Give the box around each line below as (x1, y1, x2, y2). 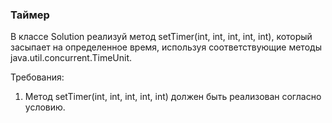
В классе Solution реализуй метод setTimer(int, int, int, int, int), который (10, 31, 313, 43)
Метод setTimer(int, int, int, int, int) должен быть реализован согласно (24, 91, 322, 103)
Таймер (10, 8, 50, 22)
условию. (24, 101, 66, 113)
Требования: (10, 71, 65, 83)
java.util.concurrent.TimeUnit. (10, 52, 133, 64)
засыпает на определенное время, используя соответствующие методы (10, 41, 322, 53)
